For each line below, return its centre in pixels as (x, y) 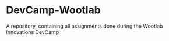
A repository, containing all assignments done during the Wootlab (85, 26)
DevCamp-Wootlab (53, 10)
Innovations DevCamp (33, 32)
